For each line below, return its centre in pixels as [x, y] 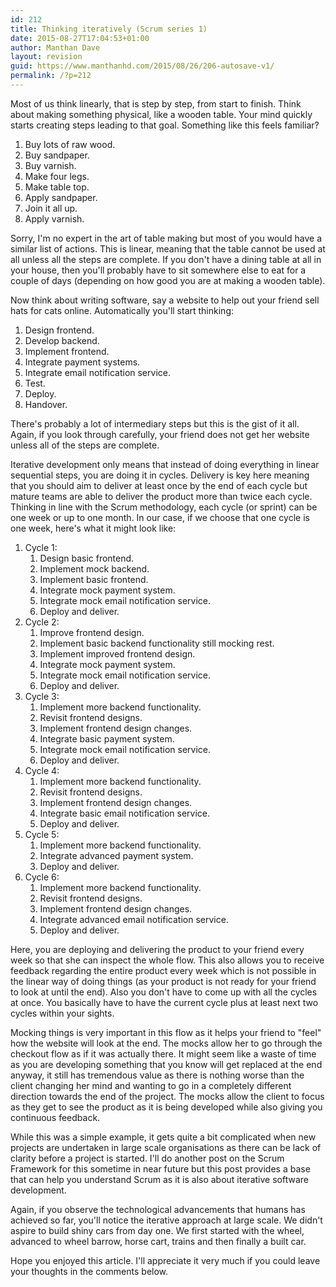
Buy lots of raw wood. [70, 144]
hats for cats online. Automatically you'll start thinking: [122, 310]
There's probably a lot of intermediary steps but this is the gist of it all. [155, 423]
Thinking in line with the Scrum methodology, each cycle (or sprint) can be [164, 507]
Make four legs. [57, 176]
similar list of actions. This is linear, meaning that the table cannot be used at [168, 248]
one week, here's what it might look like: [93, 528]
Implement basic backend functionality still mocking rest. [157, 643]
